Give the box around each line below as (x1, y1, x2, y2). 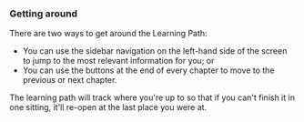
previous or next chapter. (22, 75, 117, 86)
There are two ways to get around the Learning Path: (9, 28, 208, 39)
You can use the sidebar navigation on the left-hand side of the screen (22, 46, 288, 56)
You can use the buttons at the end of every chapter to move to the (22, 65, 275, 76)
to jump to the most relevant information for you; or (22, 56, 215, 66)
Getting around (9, 7, 78, 20)
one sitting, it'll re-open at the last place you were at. (9, 102, 208, 113)
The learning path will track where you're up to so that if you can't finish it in (9, 92, 296, 103)
